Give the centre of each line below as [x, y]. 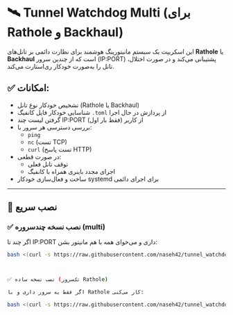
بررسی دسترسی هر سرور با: [54, 127]
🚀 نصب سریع [32, 208]
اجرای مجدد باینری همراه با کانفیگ [71, 171]
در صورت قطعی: [39, 156]
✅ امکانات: [28, 88]
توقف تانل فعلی [48, 164]
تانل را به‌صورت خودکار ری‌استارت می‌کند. [61, 66]
